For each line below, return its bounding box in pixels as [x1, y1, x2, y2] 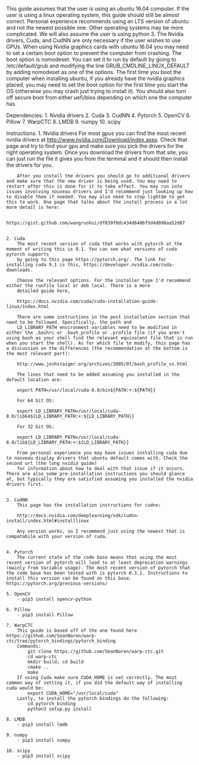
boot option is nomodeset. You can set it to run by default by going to [6, 56, 177, 63]
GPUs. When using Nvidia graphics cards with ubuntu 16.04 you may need [6, 43, 189, 50]
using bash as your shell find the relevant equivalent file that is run [6, 335, 194, 341]
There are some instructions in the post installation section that [17, 314, 191, 320]
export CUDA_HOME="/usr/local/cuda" [27, 690, 119, 696]
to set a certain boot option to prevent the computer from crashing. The [6, 50, 182, 56]
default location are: [6, 377, 63, 383]
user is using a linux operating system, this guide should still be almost [6, 11, 180, 19]
